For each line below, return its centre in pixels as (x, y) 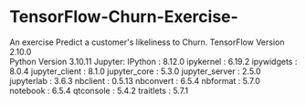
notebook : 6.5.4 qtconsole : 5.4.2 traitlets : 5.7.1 (99, 90)
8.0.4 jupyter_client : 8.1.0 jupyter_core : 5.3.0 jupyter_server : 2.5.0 (136, 71)
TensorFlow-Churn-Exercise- (124, 17)
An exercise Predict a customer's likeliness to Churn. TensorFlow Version (147, 42)
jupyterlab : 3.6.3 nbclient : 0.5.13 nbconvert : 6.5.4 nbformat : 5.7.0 (135, 80)
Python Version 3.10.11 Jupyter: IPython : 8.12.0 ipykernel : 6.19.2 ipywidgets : (153, 61)
